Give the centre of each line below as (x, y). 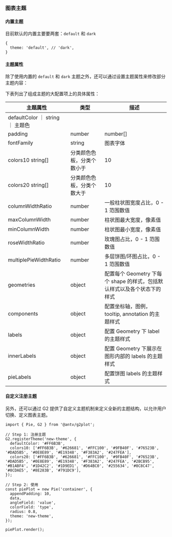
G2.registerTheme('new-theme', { (41, 439)
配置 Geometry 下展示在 (133, 349)
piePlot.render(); (25, 529)
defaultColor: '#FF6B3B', (38, 443)
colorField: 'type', (32, 507)
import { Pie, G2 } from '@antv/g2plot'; (50, 424)
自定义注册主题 (21, 396)
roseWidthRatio (26, 243)
